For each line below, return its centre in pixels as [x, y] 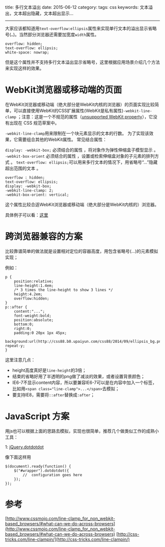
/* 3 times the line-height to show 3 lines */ [63, 290]
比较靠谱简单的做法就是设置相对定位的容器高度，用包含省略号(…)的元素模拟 [82, 251]
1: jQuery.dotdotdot [25, 447]
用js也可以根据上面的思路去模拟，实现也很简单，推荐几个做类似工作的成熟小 [82, 431]
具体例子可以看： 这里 [27, 215]
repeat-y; [15, 346]
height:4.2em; [28, 294]
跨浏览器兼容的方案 [44, 237]
